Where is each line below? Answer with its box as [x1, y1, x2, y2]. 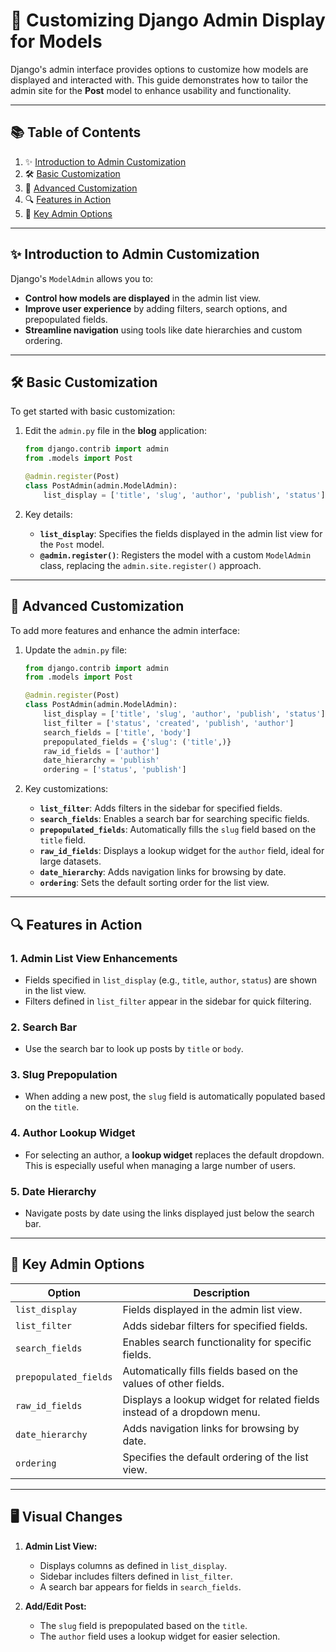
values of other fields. [122, 1376, 225, 1390]
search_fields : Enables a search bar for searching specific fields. [39, 813, 310, 825]
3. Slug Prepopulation [10, 1068, 118, 1082]
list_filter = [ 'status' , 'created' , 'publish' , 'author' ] [43, 718, 295, 728]
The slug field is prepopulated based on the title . [39, 1619, 248, 1631]
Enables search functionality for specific [122, 1335, 312, 1349]
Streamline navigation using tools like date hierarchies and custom [24, 324, 303, 336]
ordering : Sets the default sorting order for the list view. [39, 877, 270, 889]
